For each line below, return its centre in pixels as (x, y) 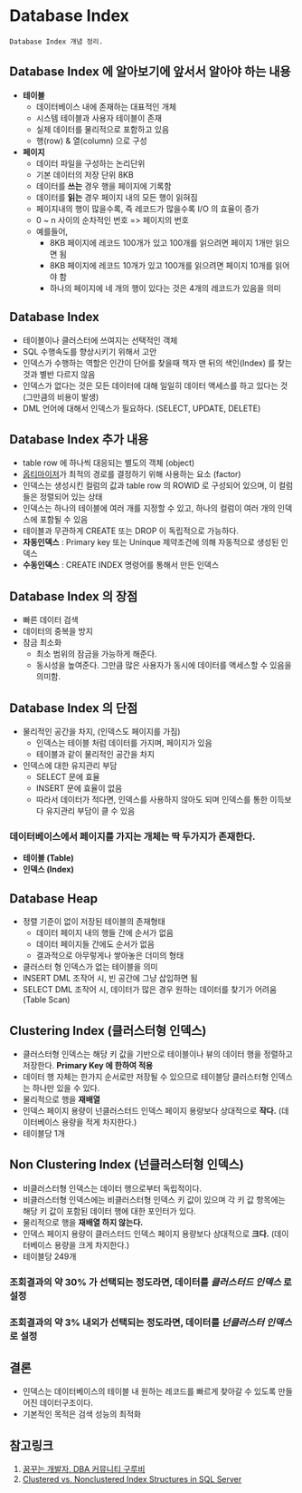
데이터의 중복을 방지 (57, 631)
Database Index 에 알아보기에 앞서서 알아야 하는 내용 (150, 72)
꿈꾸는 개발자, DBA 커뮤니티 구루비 (84, 1469)
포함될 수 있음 (64, 520)
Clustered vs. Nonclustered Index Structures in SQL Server (132, 1479)
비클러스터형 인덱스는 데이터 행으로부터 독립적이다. (112, 1188)
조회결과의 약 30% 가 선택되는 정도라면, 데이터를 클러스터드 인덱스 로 (151, 1282)
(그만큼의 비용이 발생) (61, 396)
